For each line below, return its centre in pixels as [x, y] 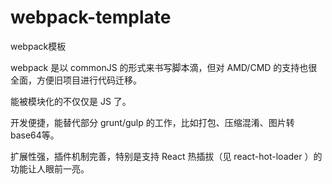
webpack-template [91, 17]
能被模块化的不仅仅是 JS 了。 [71, 101]
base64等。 [35, 135]
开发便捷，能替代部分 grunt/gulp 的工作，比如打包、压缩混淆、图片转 [152, 122]
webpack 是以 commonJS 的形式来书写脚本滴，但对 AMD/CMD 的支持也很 [164, 67]
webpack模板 [38, 46]
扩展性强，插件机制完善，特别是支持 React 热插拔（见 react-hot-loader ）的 [166, 156]
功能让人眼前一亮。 [50, 168]
